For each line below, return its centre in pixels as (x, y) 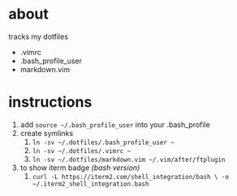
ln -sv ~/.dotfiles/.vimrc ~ (82, 151)
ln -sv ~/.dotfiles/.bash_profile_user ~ (103, 143)
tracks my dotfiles (39, 36)
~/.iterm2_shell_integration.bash (90, 184)
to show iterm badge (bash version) (80, 168)
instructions (50, 102)
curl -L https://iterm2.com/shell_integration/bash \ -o (131, 177)
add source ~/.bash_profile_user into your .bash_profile (115, 124)
